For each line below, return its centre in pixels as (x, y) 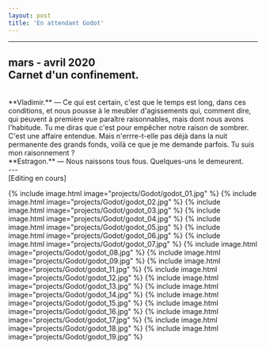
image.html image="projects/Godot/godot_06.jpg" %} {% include (114, 236)
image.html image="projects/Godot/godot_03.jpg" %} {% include (114, 210)
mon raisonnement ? (42, 153)
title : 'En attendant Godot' (56, 23)
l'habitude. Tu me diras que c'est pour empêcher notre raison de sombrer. (129, 128)
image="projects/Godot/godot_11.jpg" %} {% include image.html (113, 270)
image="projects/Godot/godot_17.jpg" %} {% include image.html (113, 320)
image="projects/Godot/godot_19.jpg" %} (76, 337)
